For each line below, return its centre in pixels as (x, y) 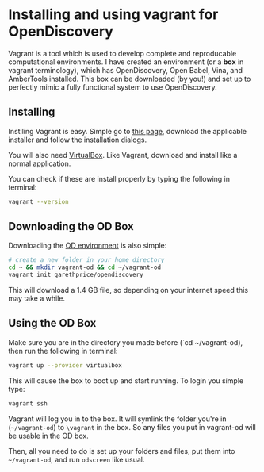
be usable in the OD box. (48, 436)
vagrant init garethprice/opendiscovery (76, 275)
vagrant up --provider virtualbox (65, 365)
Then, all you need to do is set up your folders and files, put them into (122, 451)
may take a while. (37, 298)
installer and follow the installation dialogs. (78, 140)
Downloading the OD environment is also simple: (88, 246)
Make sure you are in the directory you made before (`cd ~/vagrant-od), (126, 342)
